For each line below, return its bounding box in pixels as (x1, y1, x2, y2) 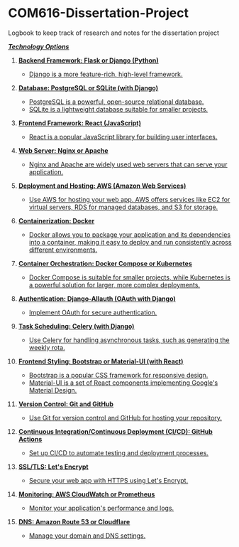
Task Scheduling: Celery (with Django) (18, 322, 135, 330)
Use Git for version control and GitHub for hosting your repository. (28, 413, 223, 422)
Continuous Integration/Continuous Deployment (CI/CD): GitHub (18, 427, 213, 435)
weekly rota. (28, 343, 66, 351)
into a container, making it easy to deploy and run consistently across (28, 238, 232, 246)
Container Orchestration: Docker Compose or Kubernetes (18, 259, 192, 267)
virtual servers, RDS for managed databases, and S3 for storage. (28, 203, 218, 211)
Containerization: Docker (18, 216, 95, 225)
